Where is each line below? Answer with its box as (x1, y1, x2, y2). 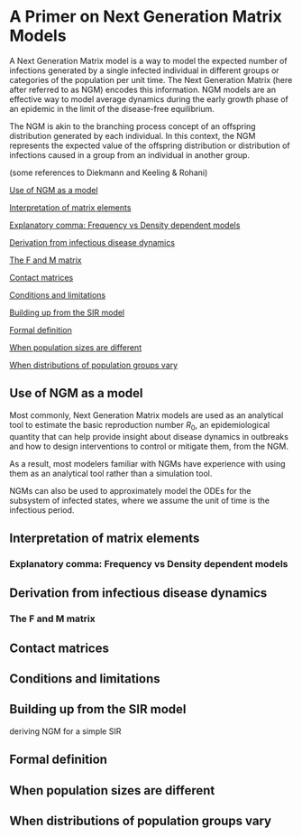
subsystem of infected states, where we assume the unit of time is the (9, 495, 270, 506)
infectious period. (9, 504, 75, 516)
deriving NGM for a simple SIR (9, 725, 122, 737)
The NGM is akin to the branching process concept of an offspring (9, 120, 256, 132)
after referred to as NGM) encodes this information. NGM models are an (9, 84, 277, 95)
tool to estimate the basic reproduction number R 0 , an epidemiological (9, 419, 270, 432)
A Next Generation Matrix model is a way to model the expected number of (9, 55, 288, 66)
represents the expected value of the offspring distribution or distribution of (9, 140, 290, 151)
